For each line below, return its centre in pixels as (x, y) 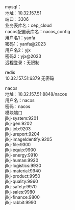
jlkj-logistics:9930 (23, 165)
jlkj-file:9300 (18, 144)
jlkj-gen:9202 (19, 123)
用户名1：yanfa (20, 38)
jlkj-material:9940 (23, 171)
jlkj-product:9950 (23, 176)
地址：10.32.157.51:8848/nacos (36, 94)
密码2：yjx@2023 (23, 56)
